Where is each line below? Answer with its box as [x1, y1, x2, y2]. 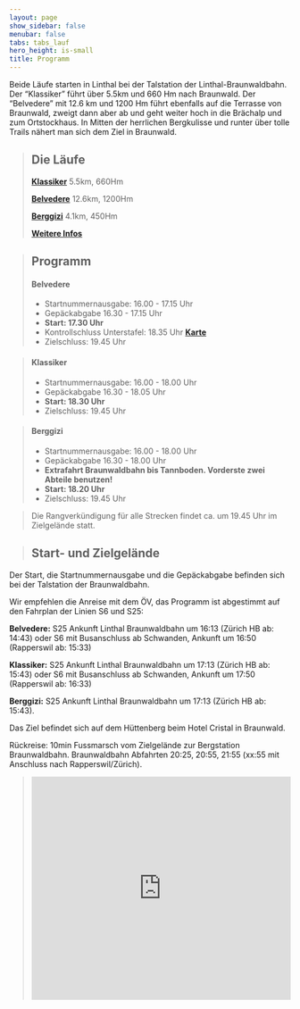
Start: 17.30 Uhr [44, 318, 104, 329]
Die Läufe [30, 153, 86, 168]
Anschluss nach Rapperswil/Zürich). [9, 758, 143, 769]
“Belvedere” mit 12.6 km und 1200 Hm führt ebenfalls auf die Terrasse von [9, 98, 282, 108]
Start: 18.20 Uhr [44, 483, 105, 494]
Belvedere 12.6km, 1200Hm [30, 193, 134, 204]
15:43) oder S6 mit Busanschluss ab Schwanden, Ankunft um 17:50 [9, 669, 256, 680]
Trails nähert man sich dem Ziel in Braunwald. [9, 127, 177, 137]
